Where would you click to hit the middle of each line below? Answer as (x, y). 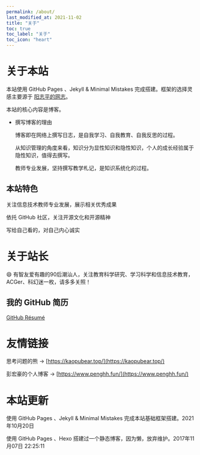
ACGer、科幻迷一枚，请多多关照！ (49, 282)
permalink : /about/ (31, 12)
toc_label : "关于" (28, 34)
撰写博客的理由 (33, 122)
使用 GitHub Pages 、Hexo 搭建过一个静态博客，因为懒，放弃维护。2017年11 (100, 439)
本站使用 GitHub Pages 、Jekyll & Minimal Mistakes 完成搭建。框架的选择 (97, 89)
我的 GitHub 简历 (38, 303)
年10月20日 (20, 426)
